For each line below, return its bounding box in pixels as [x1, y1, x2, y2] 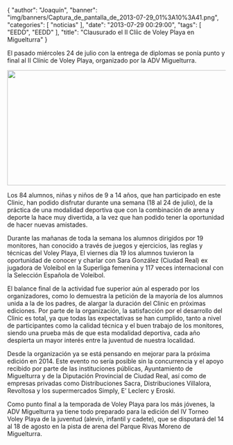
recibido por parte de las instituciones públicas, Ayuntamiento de [7, 364, 193, 373]
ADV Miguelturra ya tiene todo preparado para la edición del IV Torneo [7, 407, 209, 416]
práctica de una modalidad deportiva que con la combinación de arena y [7, 206, 215, 214]
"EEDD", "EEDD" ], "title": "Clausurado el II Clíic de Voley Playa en [7, 28, 195, 36]
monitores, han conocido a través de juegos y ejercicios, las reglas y [7, 241, 203, 250]
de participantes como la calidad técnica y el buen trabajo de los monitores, [7, 321, 224, 330]
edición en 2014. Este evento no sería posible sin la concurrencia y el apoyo [7, 357, 224, 365]
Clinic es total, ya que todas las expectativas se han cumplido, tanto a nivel [7, 314, 222, 322]
